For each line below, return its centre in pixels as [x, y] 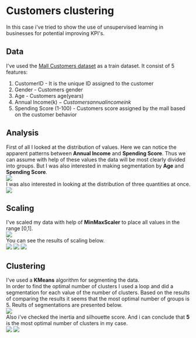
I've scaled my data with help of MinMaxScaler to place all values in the [93, 222]
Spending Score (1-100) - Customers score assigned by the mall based [100, 108]
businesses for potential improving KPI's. [55, 33]
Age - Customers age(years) [49, 95]
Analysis [23, 133]
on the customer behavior [46, 114]
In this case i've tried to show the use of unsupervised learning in [85, 27]
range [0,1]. [20, 228]
